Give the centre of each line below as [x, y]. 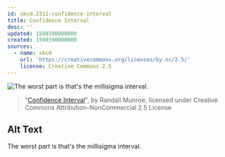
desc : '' [20, 27]
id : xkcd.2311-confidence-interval [60, 14]
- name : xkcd [33, 54]
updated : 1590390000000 [42, 33]
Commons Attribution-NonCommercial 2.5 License [98, 107]
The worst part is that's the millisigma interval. [74, 146]
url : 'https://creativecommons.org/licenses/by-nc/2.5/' [105, 60]
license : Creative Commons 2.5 [66, 66]
